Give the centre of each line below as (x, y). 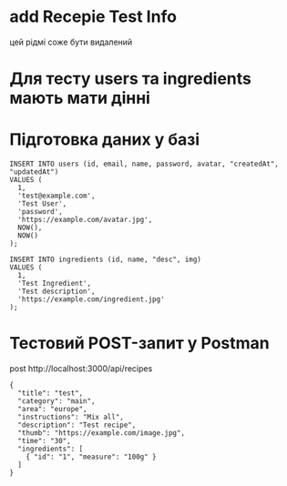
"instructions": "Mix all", (71, 417)
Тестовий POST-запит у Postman (140, 344)
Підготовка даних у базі (105, 140)
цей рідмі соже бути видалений (71, 42)
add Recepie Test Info (93, 17)
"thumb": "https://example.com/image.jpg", (101, 433)
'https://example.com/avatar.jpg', (85, 220)
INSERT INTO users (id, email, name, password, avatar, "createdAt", (144, 164)
